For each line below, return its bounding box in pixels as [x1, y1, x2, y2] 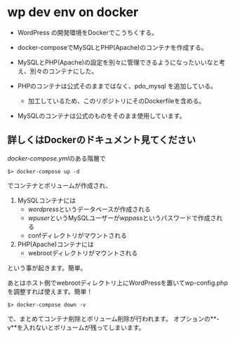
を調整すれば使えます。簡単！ [7, 287, 93, 295]
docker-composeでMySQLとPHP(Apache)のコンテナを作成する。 [17, 43, 208, 51]
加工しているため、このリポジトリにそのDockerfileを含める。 [27, 96, 206, 105]
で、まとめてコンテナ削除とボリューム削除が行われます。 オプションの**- [7, 314, 220, 323]
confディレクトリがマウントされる [27, 231, 128, 239]
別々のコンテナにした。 [29, 67, 98, 75]
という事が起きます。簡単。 [7, 264, 87, 272]
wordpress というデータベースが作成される [27, 205, 151, 213]
